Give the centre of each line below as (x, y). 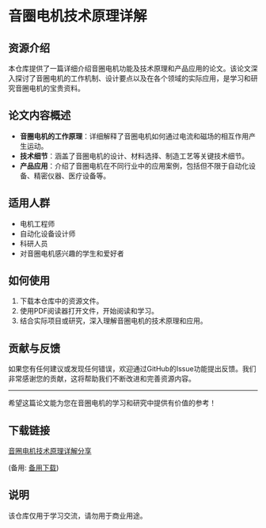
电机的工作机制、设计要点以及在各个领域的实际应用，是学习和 (150, 78)
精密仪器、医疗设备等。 (72, 176)
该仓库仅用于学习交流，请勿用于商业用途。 (78, 515)
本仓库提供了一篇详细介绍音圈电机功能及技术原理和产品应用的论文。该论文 (129, 68)
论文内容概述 (40, 116)
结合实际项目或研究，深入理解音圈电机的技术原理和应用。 (113, 321)
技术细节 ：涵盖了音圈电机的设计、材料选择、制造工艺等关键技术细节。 (134, 156)
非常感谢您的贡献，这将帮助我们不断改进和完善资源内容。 (102, 379)
